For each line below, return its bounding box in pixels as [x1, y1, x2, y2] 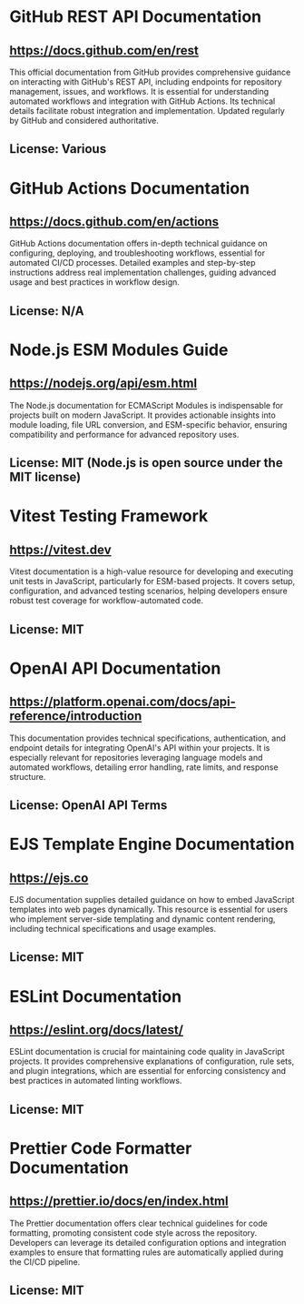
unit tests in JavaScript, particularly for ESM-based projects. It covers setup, [9, 576, 296, 587]
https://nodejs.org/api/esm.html [9, 376, 198, 391]
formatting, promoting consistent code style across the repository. [9, 1227, 258, 1238]
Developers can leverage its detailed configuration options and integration [9, 1237, 287, 1248]
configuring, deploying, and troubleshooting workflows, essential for [9, 248, 266, 258]
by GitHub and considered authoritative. [9, 116, 159, 126]
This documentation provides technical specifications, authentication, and [9, 733, 286, 743]
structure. [9, 771, 46, 782]
